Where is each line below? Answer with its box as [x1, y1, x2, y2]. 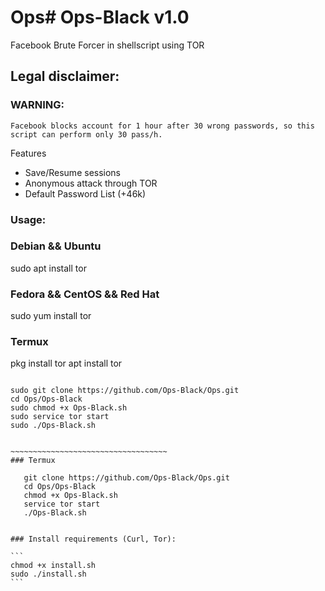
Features [10, 147, 47, 159]
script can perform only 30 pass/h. [10, 129, 163, 140]
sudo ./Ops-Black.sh [10, 421, 97, 431]
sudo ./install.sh [10, 569, 87, 580]
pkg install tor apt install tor [10, 357, 123, 370]
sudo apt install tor [10, 262, 87, 274]
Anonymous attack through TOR [24, 177, 158, 189]
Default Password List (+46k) [24, 187, 147, 200]
